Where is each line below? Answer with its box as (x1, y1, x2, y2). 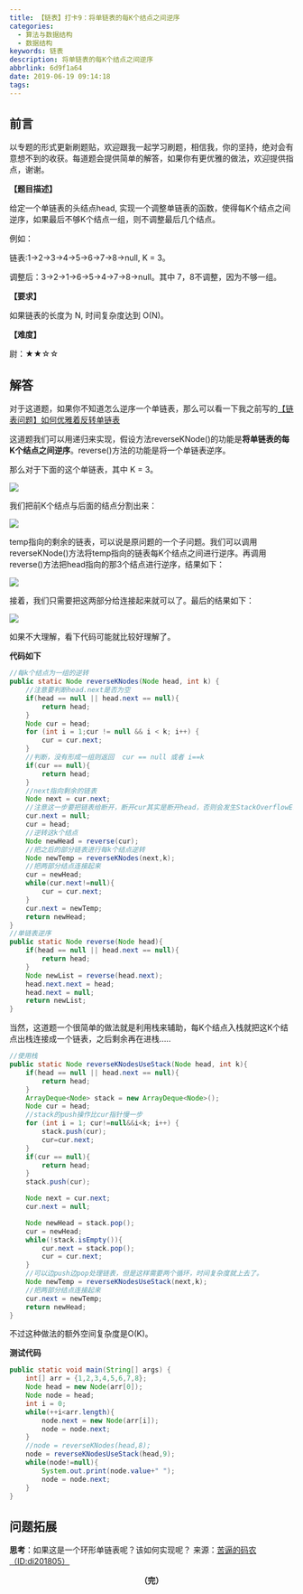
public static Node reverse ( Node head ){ (9, 937, 164, 947)
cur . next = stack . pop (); (41, 1243, 135, 1252)
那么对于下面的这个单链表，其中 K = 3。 (9, 464, 159, 475)
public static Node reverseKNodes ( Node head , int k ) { (9, 677, 220, 687)
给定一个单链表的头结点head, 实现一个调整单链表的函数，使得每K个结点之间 (9, 202, 291, 213)
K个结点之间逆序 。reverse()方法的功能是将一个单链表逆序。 (9, 445, 231, 456)
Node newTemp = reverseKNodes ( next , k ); (25, 853, 176, 863)
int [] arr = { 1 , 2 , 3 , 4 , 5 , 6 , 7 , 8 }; (25, 1374, 147, 1383)
